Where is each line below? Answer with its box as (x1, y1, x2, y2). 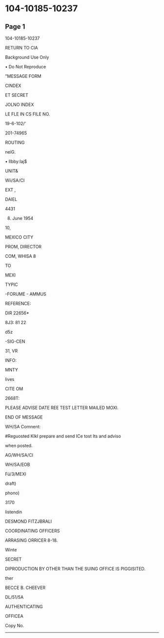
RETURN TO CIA (5, 45, 38, 50)
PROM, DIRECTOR (5, 244, 42, 249)
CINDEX (5, 83, 21, 88)
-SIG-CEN (5, 338, 25, 344)
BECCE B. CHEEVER (5, 585, 46, 591)
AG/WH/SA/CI (5, 452, 33, 458)
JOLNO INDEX (5, 102, 34, 108)
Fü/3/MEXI (5, 471, 26, 477)
